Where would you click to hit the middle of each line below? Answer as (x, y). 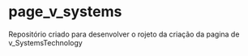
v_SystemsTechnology (45, 42)
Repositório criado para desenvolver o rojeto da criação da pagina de (124, 34)
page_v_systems (65, 12)
